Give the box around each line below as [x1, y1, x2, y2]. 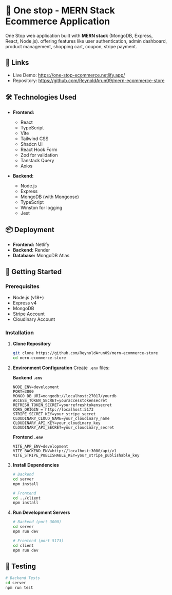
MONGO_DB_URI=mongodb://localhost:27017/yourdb [12, 394, 117, 399]
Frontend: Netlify [12, 241, 50, 248]
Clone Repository [12, 341, 51, 347]
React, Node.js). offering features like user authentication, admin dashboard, [5, 38, 167, 44]
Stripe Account [12, 311, 45, 317]
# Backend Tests [5, 575, 40, 581]
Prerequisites [5, 282, 40, 290]
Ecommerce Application [5, 15, 110, 27]
